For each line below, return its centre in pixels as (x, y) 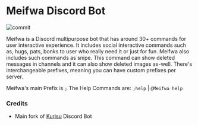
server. (15, 76)
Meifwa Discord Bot (56, 11)
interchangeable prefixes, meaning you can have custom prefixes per (91, 70)
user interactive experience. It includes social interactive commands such (96, 45)
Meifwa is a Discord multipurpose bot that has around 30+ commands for (96, 39)
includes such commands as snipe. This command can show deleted (91, 57)
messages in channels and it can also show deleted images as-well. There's (99, 64)
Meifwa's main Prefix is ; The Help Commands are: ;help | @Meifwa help (95, 88)
